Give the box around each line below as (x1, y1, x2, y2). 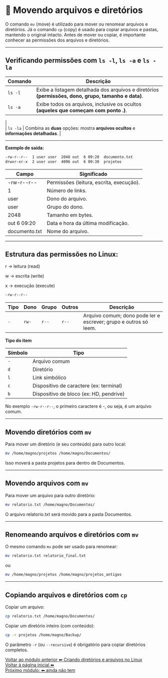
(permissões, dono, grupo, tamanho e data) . (36, 92, 143, 99)
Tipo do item (5, 338, 32, 344)
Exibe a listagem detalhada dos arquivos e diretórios (36, 86, 159, 93)
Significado (79, 170, 107, 177)
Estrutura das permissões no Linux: (5, 250, 118, 259)
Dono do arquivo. (46, 195, 87, 202)
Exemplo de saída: (5, 145, 44, 151)
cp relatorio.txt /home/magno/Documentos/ (5, 613, 95, 618)
